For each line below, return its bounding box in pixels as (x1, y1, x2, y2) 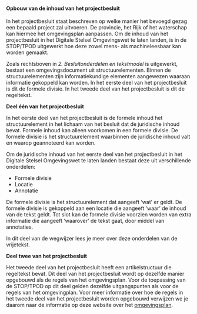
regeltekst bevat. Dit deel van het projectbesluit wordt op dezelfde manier (6, 270, 185, 278)
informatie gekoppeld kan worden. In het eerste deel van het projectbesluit (6, 79, 187, 86)
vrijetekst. (6, 241, 31, 248)
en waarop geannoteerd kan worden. (6, 139, 96, 146)
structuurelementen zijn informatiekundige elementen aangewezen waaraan (6, 73, 191, 80)
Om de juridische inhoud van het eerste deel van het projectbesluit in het (6, 151, 182, 158)
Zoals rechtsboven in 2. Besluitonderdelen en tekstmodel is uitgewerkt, (6, 61, 178, 68)
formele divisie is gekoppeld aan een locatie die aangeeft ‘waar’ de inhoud (6, 205, 186, 212)
